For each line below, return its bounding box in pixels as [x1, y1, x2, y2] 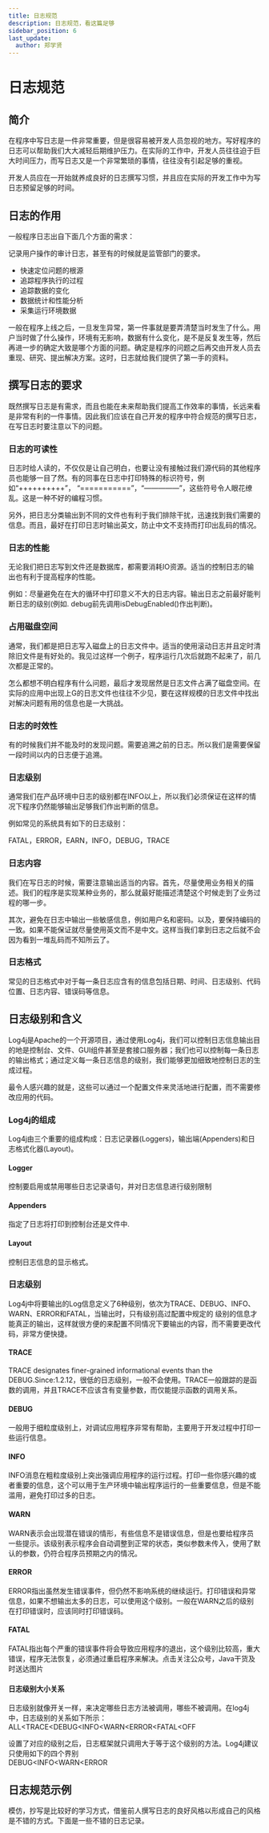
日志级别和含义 [8, 1012, 82, 1026]
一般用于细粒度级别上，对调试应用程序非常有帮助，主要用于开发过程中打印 [8, 1423, 254, 1433]
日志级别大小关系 [8, 1684, 65, 1693]
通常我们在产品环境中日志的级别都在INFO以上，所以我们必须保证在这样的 [8, 792, 250, 801]
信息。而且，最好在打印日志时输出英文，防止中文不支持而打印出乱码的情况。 [8, 521, 261, 530]
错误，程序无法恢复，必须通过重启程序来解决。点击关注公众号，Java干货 [8, 1654, 249, 1664]
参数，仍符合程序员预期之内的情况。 [22, 1548, 142, 1558]
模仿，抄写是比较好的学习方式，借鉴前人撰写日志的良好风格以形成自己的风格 [8, 1806, 261, 1815]
